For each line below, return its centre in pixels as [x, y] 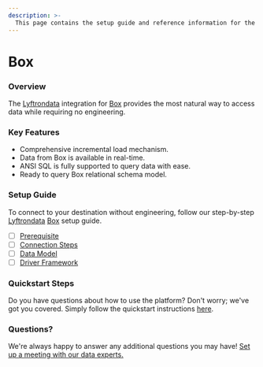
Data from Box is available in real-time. [82, 158]
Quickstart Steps [41, 283]
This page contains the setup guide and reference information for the [135, 23]
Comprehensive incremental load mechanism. [94, 150]
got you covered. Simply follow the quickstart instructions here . [111, 309]
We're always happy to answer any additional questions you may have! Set [129, 347]
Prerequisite [39, 235]
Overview [27, 86]
